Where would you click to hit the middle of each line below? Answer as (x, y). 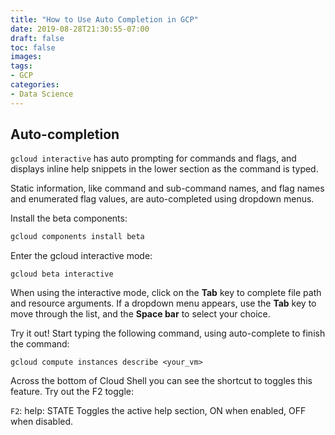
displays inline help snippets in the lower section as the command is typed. (164, 169)
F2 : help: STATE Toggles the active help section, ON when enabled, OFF (158, 411)
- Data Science (42, 94)
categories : (35, 85)
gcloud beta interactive (62, 274)
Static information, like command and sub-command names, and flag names (167, 188)
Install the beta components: (69, 218)
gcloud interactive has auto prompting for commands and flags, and (153, 158)
